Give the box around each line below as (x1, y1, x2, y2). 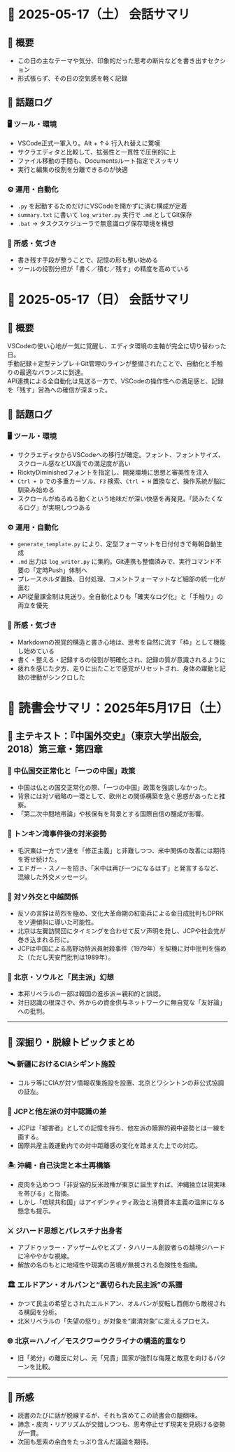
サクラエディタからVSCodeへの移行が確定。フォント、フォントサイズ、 (17, 450, 225, 458)
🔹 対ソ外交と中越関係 (7, 892, 78, 902)
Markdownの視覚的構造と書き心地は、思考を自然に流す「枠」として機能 (17, 638, 226, 646)
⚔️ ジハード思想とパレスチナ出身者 (7, 1226, 122, 1236)
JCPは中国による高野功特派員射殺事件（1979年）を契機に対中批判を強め (17, 944, 227, 953)
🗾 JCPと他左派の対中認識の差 (7, 1107, 107, 1116)
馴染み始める (17, 485, 55, 494)
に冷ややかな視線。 (17, 1251, 73, 1260)
